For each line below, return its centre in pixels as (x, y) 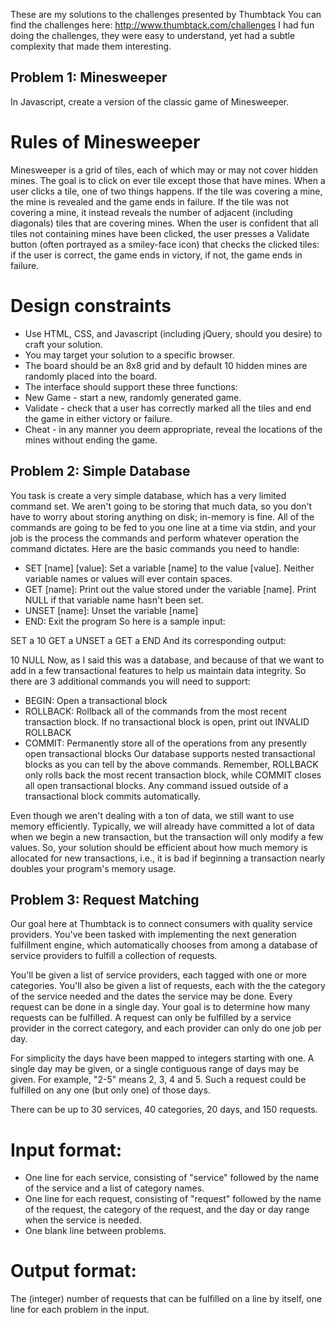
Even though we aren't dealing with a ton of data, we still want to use (152, 815)
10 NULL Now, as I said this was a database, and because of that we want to (167, 660)
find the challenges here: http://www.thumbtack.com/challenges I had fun (162, 25)
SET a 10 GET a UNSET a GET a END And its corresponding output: (148, 640)
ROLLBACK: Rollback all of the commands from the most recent (156, 711)
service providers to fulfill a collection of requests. (114, 956)
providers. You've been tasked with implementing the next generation (153, 935)
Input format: (66, 1150)
